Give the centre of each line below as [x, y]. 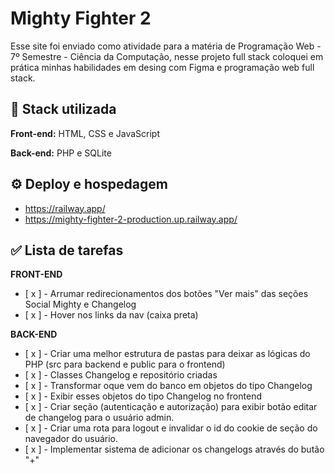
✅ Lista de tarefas [67, 250]
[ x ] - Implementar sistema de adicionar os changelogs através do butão [174, 449]
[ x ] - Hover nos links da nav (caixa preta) [111, 315]
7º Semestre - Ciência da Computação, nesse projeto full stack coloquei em [167, 56]
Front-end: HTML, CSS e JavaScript [85, 133]
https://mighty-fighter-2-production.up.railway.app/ [131, 219]
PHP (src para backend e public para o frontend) [125, 364]
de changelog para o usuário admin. [99, 418]
